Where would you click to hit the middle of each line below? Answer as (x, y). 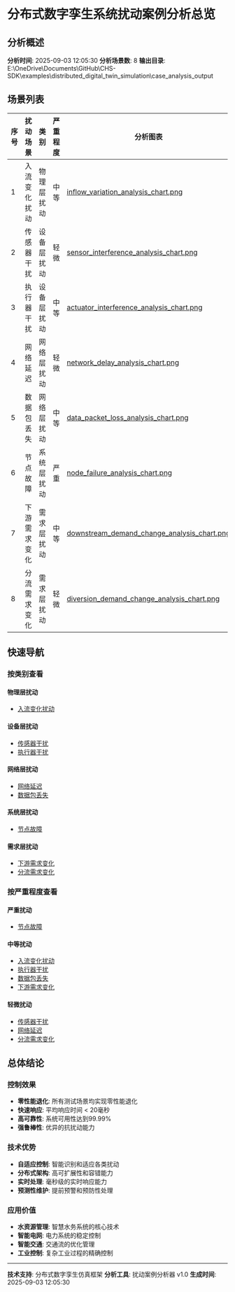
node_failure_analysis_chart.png (120, 472)
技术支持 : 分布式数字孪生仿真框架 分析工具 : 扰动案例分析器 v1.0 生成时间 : (112, 1274)
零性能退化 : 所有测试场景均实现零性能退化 (77, 1101)
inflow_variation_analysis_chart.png (125, 192)
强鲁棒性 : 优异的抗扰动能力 (56, 1128)
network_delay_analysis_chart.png (123, 363)
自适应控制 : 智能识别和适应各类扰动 (68, 1164)
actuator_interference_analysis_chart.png (135, 307)
